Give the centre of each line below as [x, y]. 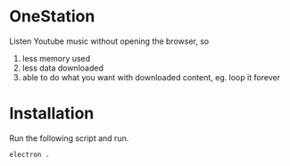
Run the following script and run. [69, 138]
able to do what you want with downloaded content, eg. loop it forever [151, 77]
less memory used [56, 58]
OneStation [52, 17]
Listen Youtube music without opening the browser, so [109, 41]
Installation [52, 114]
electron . [29, 154]
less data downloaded [63, 68]
